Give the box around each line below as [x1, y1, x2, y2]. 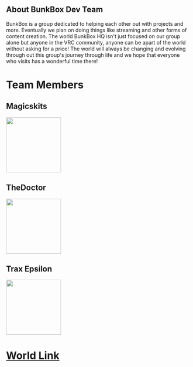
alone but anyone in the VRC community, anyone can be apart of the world [6, 39, 186, 46]
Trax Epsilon [6, 264, 53, 274]
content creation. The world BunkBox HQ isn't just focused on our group [6, 32, 180, 40]
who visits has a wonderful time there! [6, 57, 98, 64]
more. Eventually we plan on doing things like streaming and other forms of [6, 26, 187, 33]
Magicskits [6, 101, 48, 111]
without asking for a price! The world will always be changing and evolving [6, 45, 186, 52]
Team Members [6, 79, 84, 91]
